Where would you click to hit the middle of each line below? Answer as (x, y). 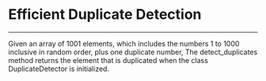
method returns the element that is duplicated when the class (108, 60)
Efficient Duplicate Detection (105, 15)
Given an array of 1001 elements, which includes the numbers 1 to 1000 (124, 43)
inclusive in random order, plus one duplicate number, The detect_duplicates (133, 52)
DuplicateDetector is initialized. (59, 68)
